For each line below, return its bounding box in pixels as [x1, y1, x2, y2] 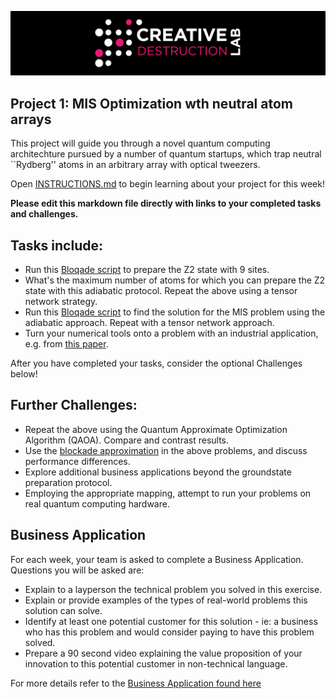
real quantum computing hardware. [24, 497, 170, 510]
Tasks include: [10, 237, 103, 254]
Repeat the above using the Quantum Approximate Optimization [24, 423, 288, 435]
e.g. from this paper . [24, 337, 109, 350]
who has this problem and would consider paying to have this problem [24, 626, 315, 638]
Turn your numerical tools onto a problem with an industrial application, [24, 327, 319, 339]
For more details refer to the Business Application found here [10, 677, 262, 689]
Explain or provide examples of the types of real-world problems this [24, 594, 308, 606]
